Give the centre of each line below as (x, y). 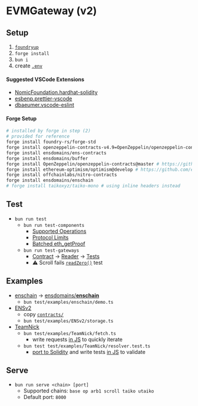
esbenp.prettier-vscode (43, 99)
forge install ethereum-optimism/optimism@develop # (72, 170)
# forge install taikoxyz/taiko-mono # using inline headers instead (93, 186)
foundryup (27, 47)
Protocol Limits (50, 237)
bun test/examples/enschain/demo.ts (68, 302)
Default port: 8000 (45, 397)
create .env (29, 66)
